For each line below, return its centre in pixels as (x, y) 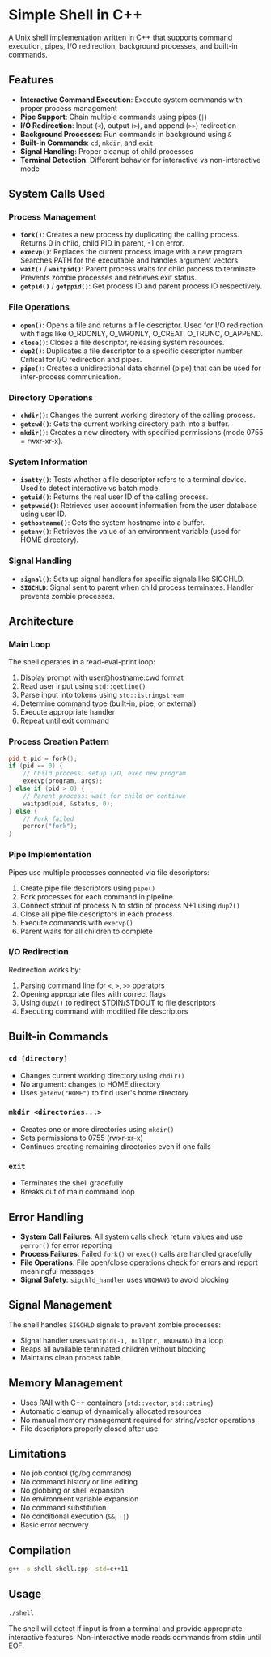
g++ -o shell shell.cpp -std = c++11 (68, 1569)
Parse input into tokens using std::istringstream (102, 695)
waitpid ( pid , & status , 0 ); (68, 804)
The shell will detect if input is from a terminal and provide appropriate (125, 1628)
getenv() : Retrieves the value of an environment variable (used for (130, 532)
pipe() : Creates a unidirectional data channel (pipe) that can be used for (140, 368)
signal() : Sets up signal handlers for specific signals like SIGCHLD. (132, 579)
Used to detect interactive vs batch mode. (90, 489)
